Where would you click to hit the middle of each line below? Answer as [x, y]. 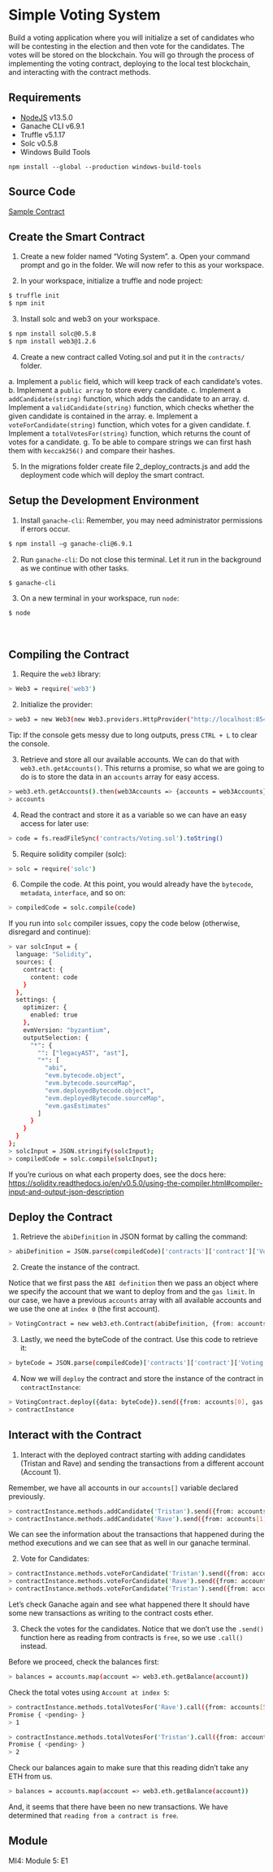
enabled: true [54, 1015]
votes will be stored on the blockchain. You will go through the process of [131, 55]
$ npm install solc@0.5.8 [52, 334]
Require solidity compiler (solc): [73, 854]
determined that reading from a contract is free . [93, 1815]
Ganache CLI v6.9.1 [52, 126]
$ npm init [27, 304]
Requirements [45, 98]
